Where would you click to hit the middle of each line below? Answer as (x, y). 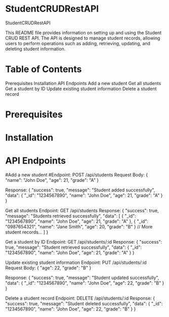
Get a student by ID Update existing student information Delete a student (81, 89)
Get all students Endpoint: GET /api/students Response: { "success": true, (82, 211)
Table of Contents (44, 69)
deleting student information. (35, 49)
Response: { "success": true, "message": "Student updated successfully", (82, 278)
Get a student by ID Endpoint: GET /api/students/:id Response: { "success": (84, 242)
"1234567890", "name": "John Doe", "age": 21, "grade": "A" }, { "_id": (77, 221)
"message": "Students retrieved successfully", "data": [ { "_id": (71, 216)
